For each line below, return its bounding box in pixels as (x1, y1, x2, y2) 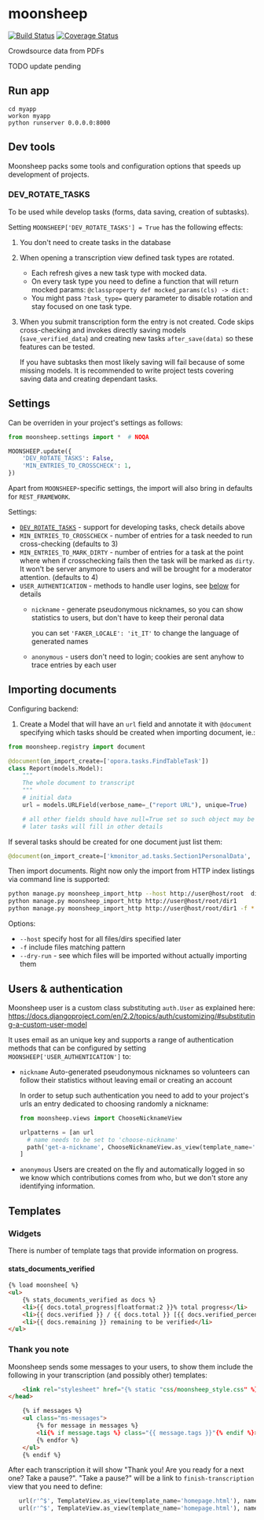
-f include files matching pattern (19, 942, 126, 952)
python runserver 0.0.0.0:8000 (8, 119, 111, 127)
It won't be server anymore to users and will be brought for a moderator (19, 564, 252, 574)
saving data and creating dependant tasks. (19, 373, 159, 383)
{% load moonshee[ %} (8, 1281, 79, 1289)
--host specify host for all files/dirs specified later (19, 935, 181, 944)
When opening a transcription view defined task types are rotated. (19, 253, 235, 262)
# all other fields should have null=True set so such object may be (22, 815, 255, 823)
